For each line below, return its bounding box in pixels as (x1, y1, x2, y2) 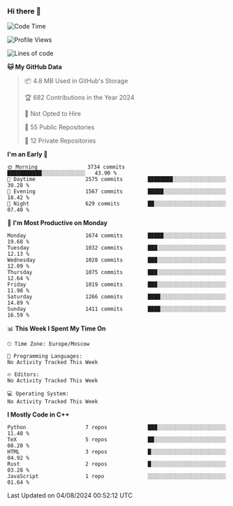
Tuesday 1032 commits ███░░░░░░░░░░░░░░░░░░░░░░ (7, 245, 227, 252)
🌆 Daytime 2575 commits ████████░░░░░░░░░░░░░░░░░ (7, 176, 227, 183)
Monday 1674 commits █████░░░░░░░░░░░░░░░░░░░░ (7, 232, 227, 240)
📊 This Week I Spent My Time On (7, 324, 106, 333)
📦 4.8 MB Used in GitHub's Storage (24, 77, 128, 85)
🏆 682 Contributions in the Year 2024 (24, 94, 135, 102)
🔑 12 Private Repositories (24, 136, 96, 145)
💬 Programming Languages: (7, 353, 82, 360)
